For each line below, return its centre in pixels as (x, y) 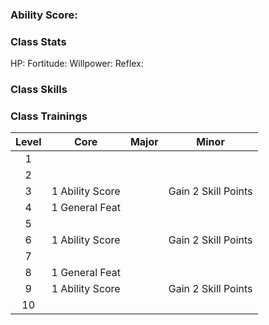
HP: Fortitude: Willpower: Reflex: (77, 64)
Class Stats (38, 41)
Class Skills (39, 90)
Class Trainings (49, 116)
